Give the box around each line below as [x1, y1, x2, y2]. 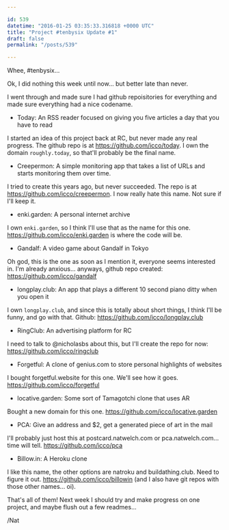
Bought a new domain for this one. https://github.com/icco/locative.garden [7, 407, 217, 415]
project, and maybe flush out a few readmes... [7, 503, 137, 511]
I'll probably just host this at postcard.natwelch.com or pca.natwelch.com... [7, 434, 219, 442]
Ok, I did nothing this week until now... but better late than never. [7, 80, 189, 88]
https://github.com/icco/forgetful [7, 381, 100, 389]
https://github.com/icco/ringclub [7, 347, 99, 355]
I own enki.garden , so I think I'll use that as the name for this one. [7, 224, 191, 232]
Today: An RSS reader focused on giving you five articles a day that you [16, 114, 220, 122]
